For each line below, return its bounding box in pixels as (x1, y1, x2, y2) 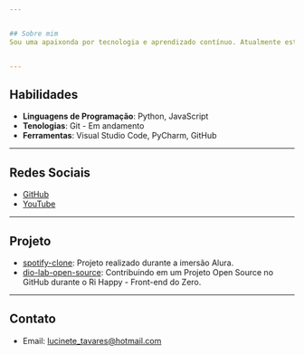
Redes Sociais (9, 165, 90, 180)
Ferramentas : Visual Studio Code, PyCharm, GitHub (22, 130, 217, 141)
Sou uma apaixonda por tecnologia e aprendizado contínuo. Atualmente (9, 37, 281, 46)
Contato (9, 312, 56, 327)
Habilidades (9, 87, 79, 102)
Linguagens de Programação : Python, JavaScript (22, 110, 209, 122)
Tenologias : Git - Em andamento (22, 120, 145, 131)
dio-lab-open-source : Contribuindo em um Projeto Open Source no (22, 266, 274, 277)
